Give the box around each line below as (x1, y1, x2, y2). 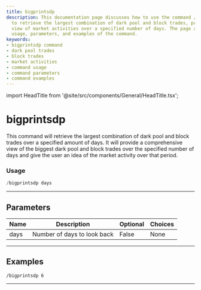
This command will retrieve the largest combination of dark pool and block (6, 133, 190, 140)
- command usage (6, 64, 47, 71)
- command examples (6, 75, 55, 81)
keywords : (6, 36, 31, 42)
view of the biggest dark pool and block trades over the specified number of (6, 145, 194, 152)
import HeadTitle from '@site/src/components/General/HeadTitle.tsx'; (6, 92, 179, 99)
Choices (150, 220, 175, 228)
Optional (119, 220, 145, 228)
